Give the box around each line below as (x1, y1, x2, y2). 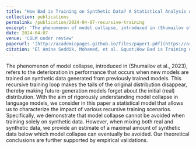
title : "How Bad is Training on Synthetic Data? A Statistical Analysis (6, 8, 187, 15)
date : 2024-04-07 (6, 30, 48, 36)
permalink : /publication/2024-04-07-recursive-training (6, 19, 145, 25)
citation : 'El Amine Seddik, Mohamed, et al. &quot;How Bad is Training (6, 47, 187, 52)
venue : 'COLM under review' (6, 36, 75, 41)
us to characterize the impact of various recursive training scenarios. (6, 105, 172, 112)
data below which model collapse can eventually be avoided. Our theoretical (6, 130, 190, 137)
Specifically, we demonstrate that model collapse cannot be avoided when (6, 112, 185, 119)
